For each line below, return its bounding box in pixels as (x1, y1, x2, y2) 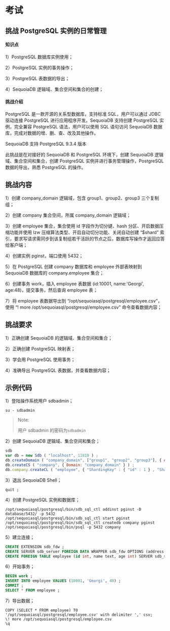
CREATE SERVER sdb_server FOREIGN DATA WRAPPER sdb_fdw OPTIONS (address (5, 549, 164, 554)
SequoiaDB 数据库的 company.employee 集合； (5, 270, 104, 276)
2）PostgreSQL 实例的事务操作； (5, 64, 74, 71)
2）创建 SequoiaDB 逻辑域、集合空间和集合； (5, 438, 100, 444)
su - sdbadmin (5, 408, 35, 413)
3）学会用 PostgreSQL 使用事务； (5, 356, 76, 362)
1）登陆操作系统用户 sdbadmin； (5, 398, 73, 404)
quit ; (5, 487, 19, 492)
